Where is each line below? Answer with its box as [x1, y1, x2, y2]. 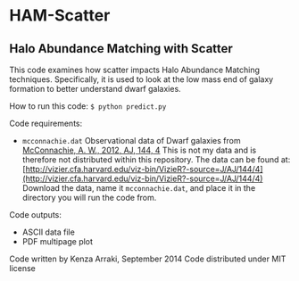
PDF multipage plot [21, 236, 94, 246]
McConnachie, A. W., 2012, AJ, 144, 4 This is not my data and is [21, 145, 257, 155]
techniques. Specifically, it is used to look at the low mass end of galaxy [9, 74, 274, 85]
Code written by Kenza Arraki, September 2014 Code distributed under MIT [9, 253, 287, 264]
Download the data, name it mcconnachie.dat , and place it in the [21, 183, 256, 193]
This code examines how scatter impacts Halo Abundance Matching [9, 64, 261, 75]
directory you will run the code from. [21, 193, 157, 202]
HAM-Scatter [9, 5, 111, 26]
